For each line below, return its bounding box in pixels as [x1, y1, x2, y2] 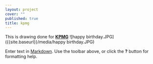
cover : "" [5, 12, 25, 16]
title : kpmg [5, 20, 29, 26]
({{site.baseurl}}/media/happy [5, 39, 66, 45]
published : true [5, 16, 38, 21]
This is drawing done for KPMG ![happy [5, 34, 85, 40]
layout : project [5, 7, 38, 12]
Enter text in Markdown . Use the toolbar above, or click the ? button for [5, 48, 149, 54]
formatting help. [5, 54, 38, 60]
